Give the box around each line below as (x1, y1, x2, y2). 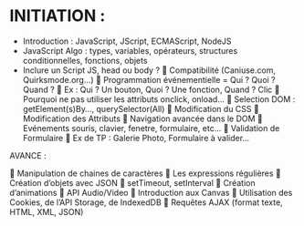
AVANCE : (9, 149, 47, 160)
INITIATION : (9, 5, 106, 26)
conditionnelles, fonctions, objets (22, 55, 148, 66)
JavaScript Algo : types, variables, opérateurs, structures (22, 45, 238, 56)
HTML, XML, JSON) (9, 206, 84, 217)
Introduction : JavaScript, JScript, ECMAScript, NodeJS (22, 36, 232, 46)
